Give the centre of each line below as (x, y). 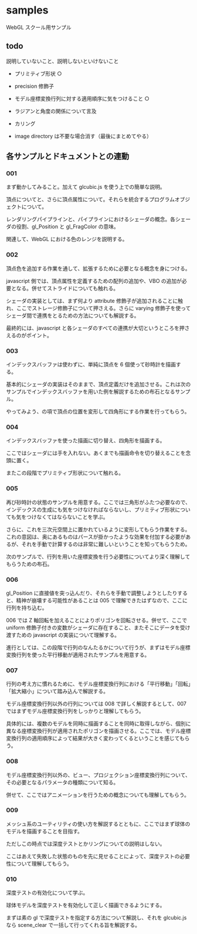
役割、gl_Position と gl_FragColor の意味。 (67, 226)
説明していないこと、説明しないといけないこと (62, 61)
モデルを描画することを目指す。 (45, 831)
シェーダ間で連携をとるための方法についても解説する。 (73, 315)
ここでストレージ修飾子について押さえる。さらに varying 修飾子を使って (104, 308)
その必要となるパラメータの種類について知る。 (62, 782)
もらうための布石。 (29, 564)
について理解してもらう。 (41, 863)
